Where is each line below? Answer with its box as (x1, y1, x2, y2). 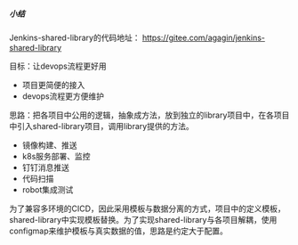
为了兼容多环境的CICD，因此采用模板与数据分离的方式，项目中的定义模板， (9, 203, 286, 214)
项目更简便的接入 (21, 79, 85, 90)
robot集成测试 (21, 184, 74, 195)
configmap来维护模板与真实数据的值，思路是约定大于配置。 (9, 225, 229, 236)
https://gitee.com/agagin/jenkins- (141, 32, 265, 43)
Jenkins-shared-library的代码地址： (9, 32, 141, 43)
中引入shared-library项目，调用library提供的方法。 (9, 120, 194, 131)
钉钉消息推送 (21, 161, 69, 173)
